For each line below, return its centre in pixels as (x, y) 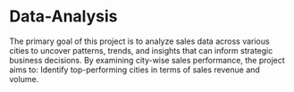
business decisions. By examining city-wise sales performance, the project (147, 60)
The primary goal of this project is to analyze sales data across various (139, 41)
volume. (24, 79)
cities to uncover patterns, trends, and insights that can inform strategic (141, 50)
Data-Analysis (63, 17)
